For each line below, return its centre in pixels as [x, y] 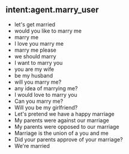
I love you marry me [39, 43]
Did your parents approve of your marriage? [69, 139]
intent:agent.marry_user [52, 10]
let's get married [34, 24]
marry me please [35, 50]
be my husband [34, 75]
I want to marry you [38, 63]
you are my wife [34, 69]
